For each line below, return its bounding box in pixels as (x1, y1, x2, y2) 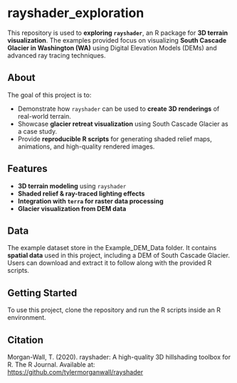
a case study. (17, 126, 58, 136)
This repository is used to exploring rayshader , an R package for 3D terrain (7, 28, 228, 37)
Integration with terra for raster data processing (17, 197, 164, 205)
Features (7, 163, 48, 175)
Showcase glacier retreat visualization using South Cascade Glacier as (17, 119, 229, 128)
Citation (7, 334, 44, 346)
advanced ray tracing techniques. (7, 51, 106, 60)
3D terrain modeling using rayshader (17, 181, 127, 190)
